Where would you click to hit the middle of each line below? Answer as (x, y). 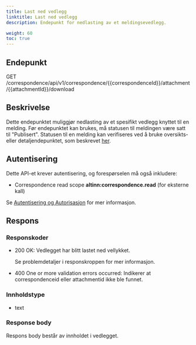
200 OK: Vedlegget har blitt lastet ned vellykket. (72, 250)
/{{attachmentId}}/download (40, 89)
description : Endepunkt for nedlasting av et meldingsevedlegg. (86, 22)
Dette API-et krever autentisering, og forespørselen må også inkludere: (92, 173)
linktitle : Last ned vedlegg (42, 17)
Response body (29, 323)
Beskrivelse (28, 107)
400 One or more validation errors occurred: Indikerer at (83, 273)
